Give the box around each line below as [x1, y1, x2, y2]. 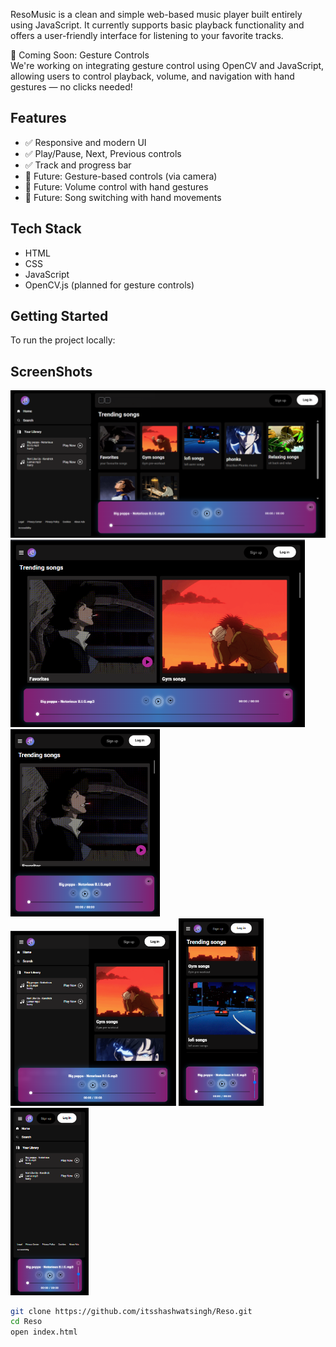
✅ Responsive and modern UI [24, 136, 147, 148]
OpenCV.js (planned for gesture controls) [24, 279, 195, 291]
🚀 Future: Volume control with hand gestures [24, 180, 209, 193]
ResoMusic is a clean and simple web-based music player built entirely [10, 9, 303, 20]
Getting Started [10, 308, 109, 325]
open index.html [10, 1327, 78, 1338]
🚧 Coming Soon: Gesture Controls [10, 49, 150, 61]
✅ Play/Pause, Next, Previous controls [24, 147, 182, 159]
